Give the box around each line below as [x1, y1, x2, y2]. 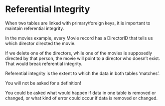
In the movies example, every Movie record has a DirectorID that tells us [5, 35, 153, 41]
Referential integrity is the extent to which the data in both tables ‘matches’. [5, 70, 160, 76]
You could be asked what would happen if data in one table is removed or [5, 89, 156, 95]
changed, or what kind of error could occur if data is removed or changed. [5, 95, 158, 101]
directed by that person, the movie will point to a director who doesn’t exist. [5, 55, 161, 61]
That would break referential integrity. [5, 60, 83, 66]
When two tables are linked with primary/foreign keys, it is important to [5, 20, 151, 26]
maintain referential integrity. [5, 25, 64, 31]
